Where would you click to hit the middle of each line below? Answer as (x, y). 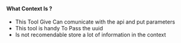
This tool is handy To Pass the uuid (59, 28)
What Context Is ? (30, 8)
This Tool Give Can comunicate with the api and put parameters (95, 22)
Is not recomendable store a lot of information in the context (90, 35)
